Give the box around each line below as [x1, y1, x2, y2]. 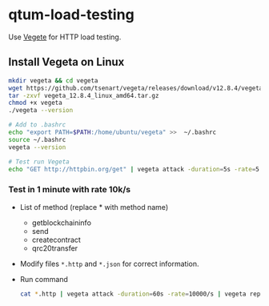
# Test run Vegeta [8, 158, 70, 166]
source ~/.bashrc [8, 135, 66, 143]
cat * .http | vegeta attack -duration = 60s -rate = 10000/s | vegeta [19, 290, 247, 298]
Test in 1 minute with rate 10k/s [8, 184, 130, 195]
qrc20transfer [31, 243, 78, 253]
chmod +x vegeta [8, 99, 62, 107]
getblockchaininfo [31, 218, 92, 227]
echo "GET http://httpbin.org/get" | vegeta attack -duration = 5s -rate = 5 [8, 165, 260, 173]
